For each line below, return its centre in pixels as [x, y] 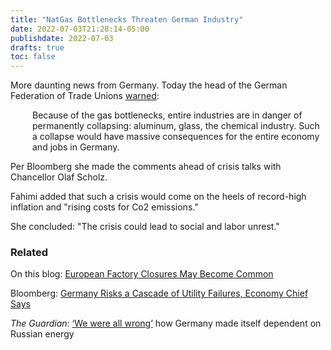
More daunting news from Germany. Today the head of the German [149, 85]
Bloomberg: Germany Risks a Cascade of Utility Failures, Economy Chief [159, 293]
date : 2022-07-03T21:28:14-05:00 [80, 29]
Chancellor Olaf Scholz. [59, 177]
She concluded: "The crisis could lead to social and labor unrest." [145, 227]
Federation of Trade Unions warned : [85, 96]
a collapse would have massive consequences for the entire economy [176, 137]
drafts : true [37, 47]
